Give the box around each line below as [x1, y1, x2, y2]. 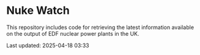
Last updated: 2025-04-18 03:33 [6, 42, 90, 49]
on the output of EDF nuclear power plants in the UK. [6, 30, 139, 37]
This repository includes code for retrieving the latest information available [6, 24, 194, 31]
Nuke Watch [6, 4, 70, 18]
